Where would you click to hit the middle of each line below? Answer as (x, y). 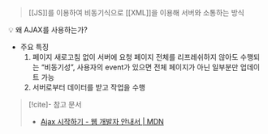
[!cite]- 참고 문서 (55, 105)
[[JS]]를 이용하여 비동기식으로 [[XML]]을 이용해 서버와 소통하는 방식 (136, 13)
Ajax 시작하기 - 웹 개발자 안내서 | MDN (102, 121)
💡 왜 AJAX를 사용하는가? (48, 30)
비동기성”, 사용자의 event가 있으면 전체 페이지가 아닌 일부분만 (141, 67)
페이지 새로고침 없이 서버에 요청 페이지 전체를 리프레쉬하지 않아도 (135, 57)
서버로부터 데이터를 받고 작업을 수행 (89, 87)
